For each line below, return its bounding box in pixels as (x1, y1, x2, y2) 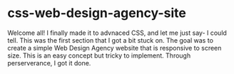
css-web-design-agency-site (7, 5, 187, 21)
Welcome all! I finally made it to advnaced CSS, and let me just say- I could (7, 28, 227, 37)
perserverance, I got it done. (7, 58, 91, 67)
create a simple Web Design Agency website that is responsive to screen (7, 43, 222, 52)
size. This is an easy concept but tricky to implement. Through (7, 51, 191, 60)
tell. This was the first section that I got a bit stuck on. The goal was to (7, 36, 214, 44)
